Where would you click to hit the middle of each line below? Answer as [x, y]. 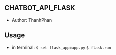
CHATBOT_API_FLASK [40, 8]
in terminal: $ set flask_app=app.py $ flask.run [61, 47]
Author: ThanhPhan [32, 20]
